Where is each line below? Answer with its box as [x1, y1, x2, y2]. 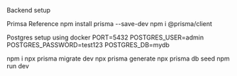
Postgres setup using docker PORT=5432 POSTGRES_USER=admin [6, 33, 204, 42]
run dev [6, 62, 30, 70]
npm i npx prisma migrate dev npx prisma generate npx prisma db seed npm [6, 54, 230, 63]
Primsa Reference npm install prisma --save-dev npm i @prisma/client [6, 20, 212, 27]
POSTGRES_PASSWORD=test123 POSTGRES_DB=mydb [6, 41, 170, 49]
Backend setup [6, 6, 51, 14]
